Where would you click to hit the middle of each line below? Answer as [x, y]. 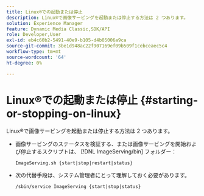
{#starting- [169, 100]
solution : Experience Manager [45, 23]
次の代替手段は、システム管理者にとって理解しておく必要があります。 [103, 175]
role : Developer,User [34, 35]
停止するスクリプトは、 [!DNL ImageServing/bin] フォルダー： [99, 152]
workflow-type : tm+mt [34, 52]
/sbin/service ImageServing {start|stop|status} [78, 187]
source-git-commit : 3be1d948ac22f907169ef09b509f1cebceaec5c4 [87, 46]
